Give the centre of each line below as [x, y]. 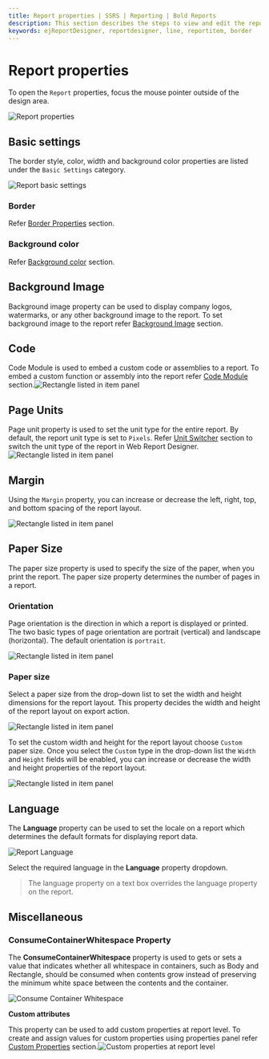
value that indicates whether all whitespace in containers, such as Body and [133, 966]
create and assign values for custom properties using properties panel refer [133, 1038]
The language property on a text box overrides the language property [143, 883]
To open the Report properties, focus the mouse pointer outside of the [124, 92]
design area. [29, 101]
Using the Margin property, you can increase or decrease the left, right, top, [132, 499]
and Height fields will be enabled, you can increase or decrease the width [129, 760]
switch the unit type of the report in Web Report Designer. [104, 447]
